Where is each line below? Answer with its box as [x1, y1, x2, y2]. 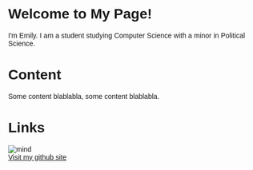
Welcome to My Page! [8, 6, 153, 22]
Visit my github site [8, 152, 67, 161]
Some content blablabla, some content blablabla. [8, 92, 159, 101]
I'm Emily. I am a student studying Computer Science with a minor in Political [8, 30, 246, 40]
